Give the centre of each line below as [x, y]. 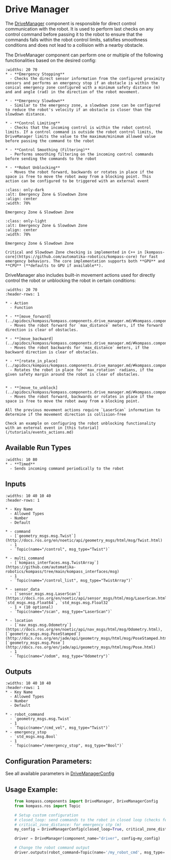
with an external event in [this [41, 428]
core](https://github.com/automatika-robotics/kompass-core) [72, 256]
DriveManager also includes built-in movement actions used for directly [80, 275]
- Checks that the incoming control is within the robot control [81, 127]
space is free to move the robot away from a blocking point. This [78, 177]
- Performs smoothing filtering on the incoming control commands [82, 154]
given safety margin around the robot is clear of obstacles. [73, 374]
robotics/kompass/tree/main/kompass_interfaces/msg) [62, 571]
